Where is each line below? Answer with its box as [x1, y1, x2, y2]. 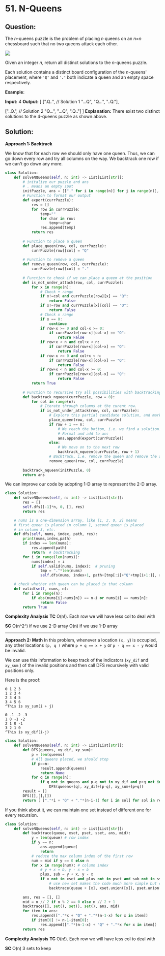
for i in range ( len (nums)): [23, 554, 80, 559]
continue [49, 321, 67, 326]
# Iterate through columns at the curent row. [40, 404, 137, 409]
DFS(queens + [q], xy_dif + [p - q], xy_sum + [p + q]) [49, 784, 144, 789]
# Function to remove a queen [23, 257, 84, 262]
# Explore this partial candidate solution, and [49, 413, 151, 418]
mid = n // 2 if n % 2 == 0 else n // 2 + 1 [23, 899, 115, 904]
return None [40, 770, 65, 775]
